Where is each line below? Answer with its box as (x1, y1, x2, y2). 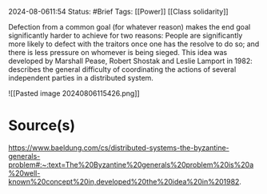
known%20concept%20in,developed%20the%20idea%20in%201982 (8, 176, 240, 186)
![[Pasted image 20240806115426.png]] (8, 89, 140, 98)
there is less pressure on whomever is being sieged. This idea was (8, 48, 228, 57)
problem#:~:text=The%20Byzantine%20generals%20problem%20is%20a (8, 160, 254, 169)
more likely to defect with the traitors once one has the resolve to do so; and (8, 39, 260, 49)
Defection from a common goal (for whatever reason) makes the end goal (8, 22, 251, 31)
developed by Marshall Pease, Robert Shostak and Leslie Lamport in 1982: (8, 56, 253, 65)
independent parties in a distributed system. (8, 73, 154, 82)
